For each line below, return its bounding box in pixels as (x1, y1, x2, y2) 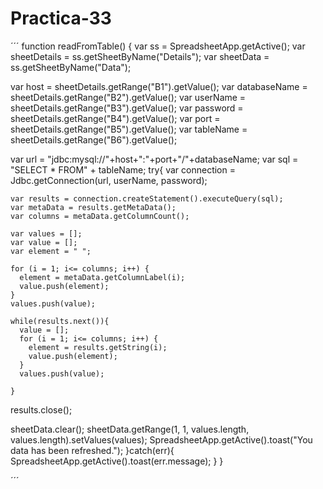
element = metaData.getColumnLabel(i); (19, 272, 186, 282)
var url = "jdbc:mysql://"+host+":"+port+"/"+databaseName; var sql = (10, 153, 299, 165)
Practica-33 (10, 7, 112, 30)
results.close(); (10, 403, 73, 416)
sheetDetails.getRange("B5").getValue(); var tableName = (10, 123, 248, 135)
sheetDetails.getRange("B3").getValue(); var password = (10, 102, 244, 114)
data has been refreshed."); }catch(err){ (10, 444, 175, 456)
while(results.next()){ (10, 316, 110, 326)
